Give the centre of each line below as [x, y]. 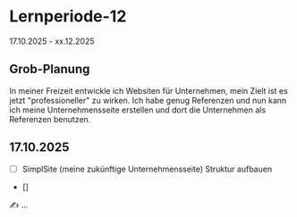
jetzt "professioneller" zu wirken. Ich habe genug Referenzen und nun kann [148, 100]
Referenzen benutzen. [50, 119]
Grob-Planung [50, 69]
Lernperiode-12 [68, 17]
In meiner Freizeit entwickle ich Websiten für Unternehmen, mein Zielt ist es [148, 90]
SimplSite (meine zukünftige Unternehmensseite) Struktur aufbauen [147, 169]
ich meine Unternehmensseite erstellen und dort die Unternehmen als [138, 110]
